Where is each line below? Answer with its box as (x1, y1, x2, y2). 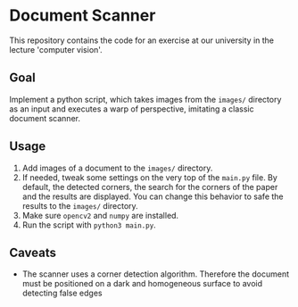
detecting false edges (21, 287, 103, 299)
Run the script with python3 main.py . (21, 220, 156, 230)
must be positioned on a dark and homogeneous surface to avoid (21, 278, 263, 289)
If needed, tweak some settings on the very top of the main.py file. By (21, 171, 278, 183)
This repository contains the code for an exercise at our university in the (9, 35, 275, 46)
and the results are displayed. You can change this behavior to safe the (21, 191, 284, 202)
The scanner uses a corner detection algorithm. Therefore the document (21, 269, 290, 279)
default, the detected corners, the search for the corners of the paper (21, 181, 278, 192)
